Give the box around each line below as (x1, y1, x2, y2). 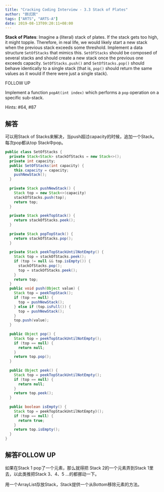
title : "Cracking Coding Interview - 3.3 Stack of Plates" (5, 7, 128, 12)
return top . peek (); (14, 391, 54, 396)
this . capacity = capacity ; (14, 167, 69, 173)
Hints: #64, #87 (5, 104, 37, 110)
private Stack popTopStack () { (9, 231, 73, 236)
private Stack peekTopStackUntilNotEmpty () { (9, 250, 104, 255)
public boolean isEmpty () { (9, 404, 67, 409)
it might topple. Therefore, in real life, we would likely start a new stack (5, 40, 148, 46)
